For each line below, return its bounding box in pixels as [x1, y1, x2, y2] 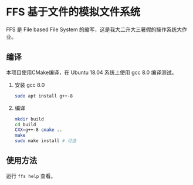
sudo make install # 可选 [14, 138, 76, 144]
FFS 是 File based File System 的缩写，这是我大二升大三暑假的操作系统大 [6, 26, 182, 33]
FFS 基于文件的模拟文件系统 [6, 5, 141, 19]
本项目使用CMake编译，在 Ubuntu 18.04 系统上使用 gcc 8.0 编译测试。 [6, 69, 177, 76]
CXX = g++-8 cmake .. [14, 127, 63, 133]
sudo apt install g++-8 [14, 93, 73, 99]
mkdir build [14, 116, 44, 122]
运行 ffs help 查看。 [6, 172, 56, 179]
